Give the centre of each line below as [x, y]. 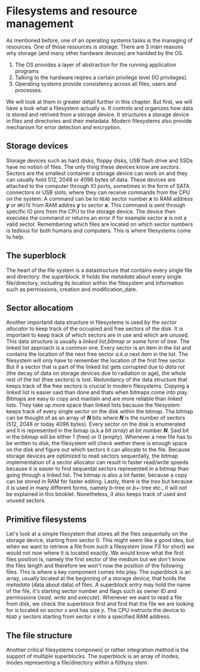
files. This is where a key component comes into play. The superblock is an [99, 572]
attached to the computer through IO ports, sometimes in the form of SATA [98, 186]
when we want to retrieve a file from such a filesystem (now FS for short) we [100, 547]
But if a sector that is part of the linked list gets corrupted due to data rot [96, 367]
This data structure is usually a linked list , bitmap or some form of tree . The [98, 341]
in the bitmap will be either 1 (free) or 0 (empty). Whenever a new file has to [99, 437]
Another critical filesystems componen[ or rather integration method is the [98, 650]
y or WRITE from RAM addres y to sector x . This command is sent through [96, 205]
